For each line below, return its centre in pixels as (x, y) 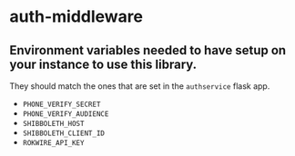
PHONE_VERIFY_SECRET (61, 104)
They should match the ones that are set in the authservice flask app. (140, 86)
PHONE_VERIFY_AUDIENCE (66, 114)
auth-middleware (76, 17)
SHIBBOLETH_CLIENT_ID (63, 133)
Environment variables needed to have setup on (148, 50)
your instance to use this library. (103, 64)
